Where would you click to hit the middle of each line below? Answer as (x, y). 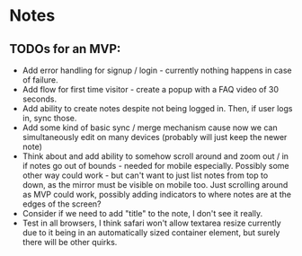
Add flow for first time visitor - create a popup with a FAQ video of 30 (151, 89)
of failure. (40, 80)
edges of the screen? (62, 204)
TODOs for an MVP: (65, 49)
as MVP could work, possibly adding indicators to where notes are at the (157, 194)
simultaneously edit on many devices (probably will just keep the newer (155, 137)
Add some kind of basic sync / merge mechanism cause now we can (150, 128)
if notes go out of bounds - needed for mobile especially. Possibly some (155, 166)
